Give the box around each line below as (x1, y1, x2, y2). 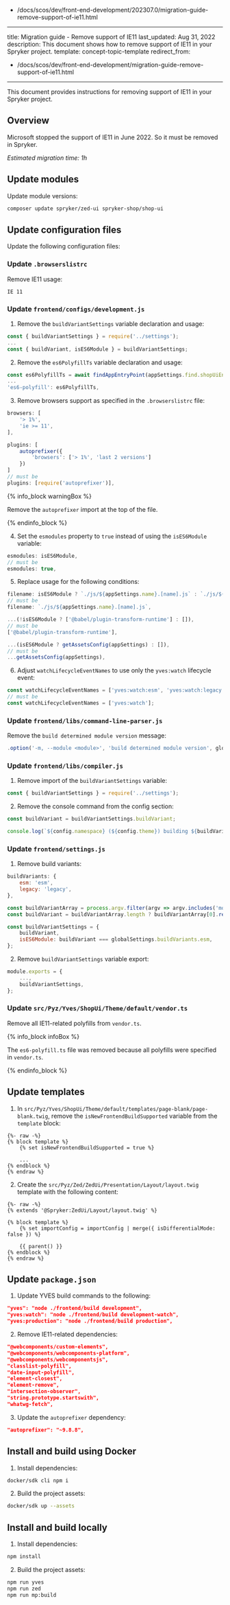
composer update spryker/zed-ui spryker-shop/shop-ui (7, 205, 164, 212)
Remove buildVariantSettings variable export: (16, 955, 149, 963)
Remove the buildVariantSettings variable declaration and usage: (16, 319, 204, 328)
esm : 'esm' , (19, 880, 53, 887)
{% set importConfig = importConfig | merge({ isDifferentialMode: (19, 1225, 216, 1232)
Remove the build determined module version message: (7, 731, 166, 740)
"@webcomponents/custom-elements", (7, 1344, 109, 1350)
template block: (16, 1118, 62, 1127)
